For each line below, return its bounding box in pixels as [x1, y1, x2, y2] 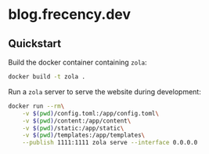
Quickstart [8, 37, 62, 50]
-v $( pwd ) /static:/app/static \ [22, 124, 124, 132]
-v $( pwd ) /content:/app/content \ [22, 116, 132, 125]
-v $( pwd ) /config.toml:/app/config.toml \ [22, 109, 159, 117]
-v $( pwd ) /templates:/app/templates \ [22, 131, 146, 139]
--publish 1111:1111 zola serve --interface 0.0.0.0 [22, 139, 198, 147]
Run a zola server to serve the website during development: [8, 86, 201, 96]
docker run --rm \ [8, 102, 65, 110]
